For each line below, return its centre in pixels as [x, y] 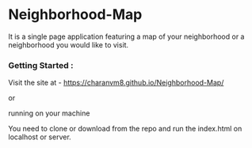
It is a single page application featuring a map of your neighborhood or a [126, 36]
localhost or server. [40, 137]
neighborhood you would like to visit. [69, 44]
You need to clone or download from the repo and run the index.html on [125, 129]
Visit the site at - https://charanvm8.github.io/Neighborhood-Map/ [116, 83]
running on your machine [49, 113]
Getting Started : [41, 65]
